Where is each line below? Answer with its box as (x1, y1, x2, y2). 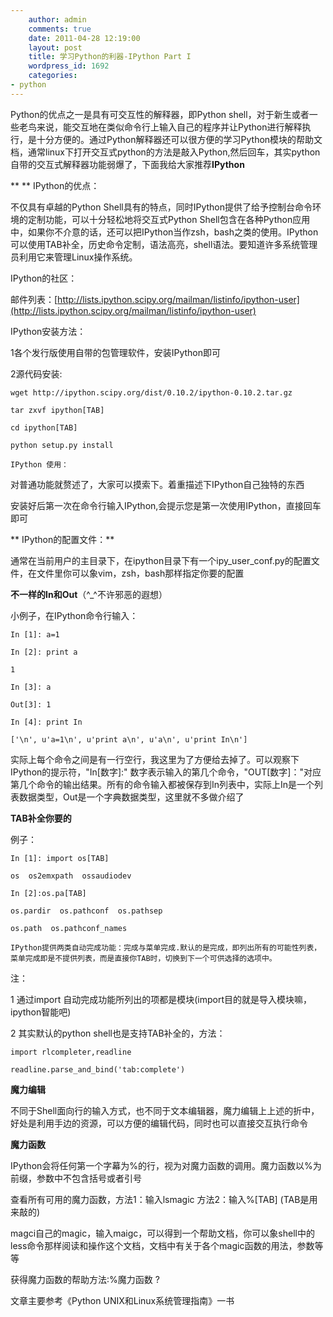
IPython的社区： (10, 272, 78, 284)
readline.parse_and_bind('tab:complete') (10, 1064, 186, 1075)
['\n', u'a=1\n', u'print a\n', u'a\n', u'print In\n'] (10, 734, 248, 745)
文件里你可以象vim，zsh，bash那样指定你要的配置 (36, 567, 245, 579)
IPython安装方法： (10, 325, 87, 337)
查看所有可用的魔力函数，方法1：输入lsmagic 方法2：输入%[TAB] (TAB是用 (10, 1193, 318, 1205)
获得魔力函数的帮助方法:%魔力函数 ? (10, 1273, 160, 1285)
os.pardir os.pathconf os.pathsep (10, 906, 163, 916)
